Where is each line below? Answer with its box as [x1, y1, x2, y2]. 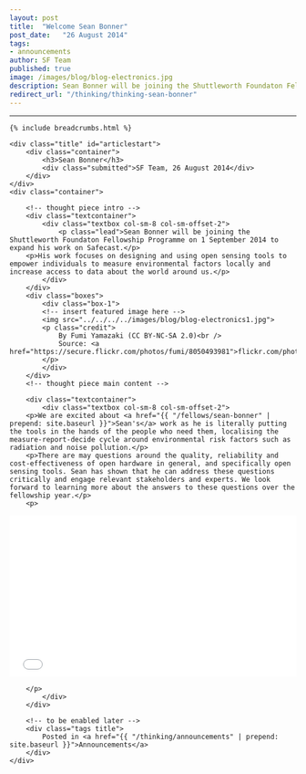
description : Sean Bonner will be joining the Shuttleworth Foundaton [9, 81, 283, 90]
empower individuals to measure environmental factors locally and [9, 259, 271, 268]
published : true [9, 65, 71, 74]
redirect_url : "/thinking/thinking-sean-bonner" [9, 89, 198, 99]
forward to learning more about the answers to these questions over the [9, 483, 296, 492]
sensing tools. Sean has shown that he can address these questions [9, 466, 275, 476]
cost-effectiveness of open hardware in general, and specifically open [9, 458, 291, 468]
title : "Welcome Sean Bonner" [9, 22, 128, 31]
